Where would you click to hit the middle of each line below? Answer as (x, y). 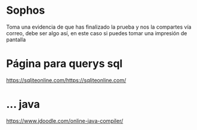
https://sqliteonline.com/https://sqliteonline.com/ (66, 80)
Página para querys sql (64, 64)
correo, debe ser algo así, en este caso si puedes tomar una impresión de (97, 33)
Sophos (26, 10)
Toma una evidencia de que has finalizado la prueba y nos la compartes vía (99, 27)
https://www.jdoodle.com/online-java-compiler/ (65, 120)
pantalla (16, 39)
